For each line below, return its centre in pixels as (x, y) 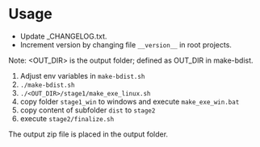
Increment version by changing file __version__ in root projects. (126, 44)
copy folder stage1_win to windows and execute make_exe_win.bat (130, 101)
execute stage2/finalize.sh (67, 118)
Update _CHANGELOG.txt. (63, 36)
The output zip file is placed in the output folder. (88, 134)
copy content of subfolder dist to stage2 (88, 110)
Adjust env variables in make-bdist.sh (82, 76)
